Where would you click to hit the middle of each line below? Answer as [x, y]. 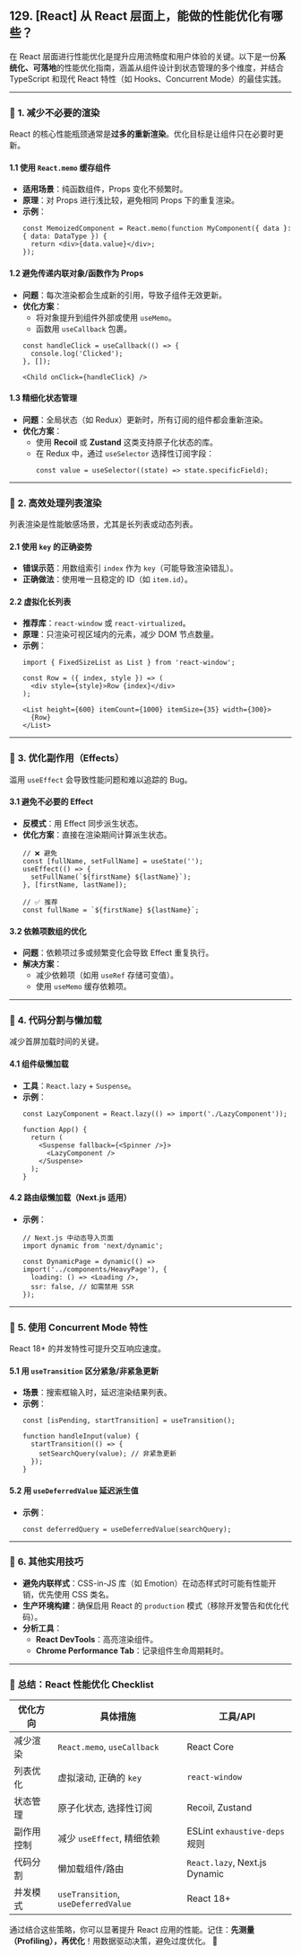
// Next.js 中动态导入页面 [68, 1238]
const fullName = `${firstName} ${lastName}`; [111, 910]
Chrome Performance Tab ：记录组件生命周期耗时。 [132, 1650]
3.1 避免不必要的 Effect [52, 801]
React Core [211, 1747]
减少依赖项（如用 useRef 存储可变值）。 [107, 975]
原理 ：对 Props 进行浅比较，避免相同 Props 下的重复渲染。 [131, 200]
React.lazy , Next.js [227, 1862]
